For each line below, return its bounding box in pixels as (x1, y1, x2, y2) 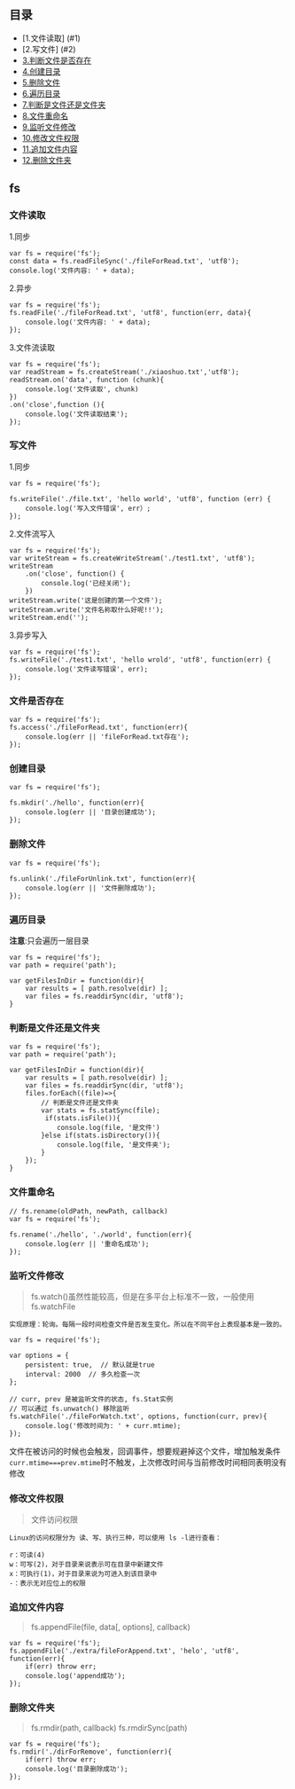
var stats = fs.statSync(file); (41, 1106, 161, 1115)
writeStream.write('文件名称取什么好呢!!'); (9, 605, 164, 614)
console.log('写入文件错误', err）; (25, 504, 151, 513)
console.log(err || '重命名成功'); (25, 1239, 150, 1248)
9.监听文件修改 (21, 122, 77, 132)
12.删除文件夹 (21, 154, 73, 165)
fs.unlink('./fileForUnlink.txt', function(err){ (9, 874, 197, 883)
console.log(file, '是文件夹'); (56, 1141, 171, 1150)
